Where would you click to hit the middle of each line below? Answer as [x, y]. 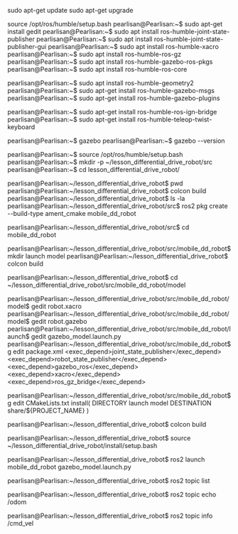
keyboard [21, 127]
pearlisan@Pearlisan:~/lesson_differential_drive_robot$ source [99, 438]
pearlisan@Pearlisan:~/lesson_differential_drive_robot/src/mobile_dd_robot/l [119, 329]
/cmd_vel [21, 523]
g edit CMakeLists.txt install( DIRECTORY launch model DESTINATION [109, 403]
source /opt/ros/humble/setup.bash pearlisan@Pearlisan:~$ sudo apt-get [115, 24]
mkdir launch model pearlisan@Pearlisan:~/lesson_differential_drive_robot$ [118, 256]
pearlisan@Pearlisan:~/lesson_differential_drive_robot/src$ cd [98, 227]
